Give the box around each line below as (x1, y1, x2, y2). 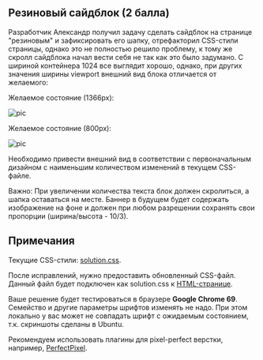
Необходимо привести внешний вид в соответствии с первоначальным (8, 154, 251, 163)
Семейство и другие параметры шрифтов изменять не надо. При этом (8, 302, 248, 312)
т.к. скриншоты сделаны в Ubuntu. (8, 319, 124, 328)
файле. (8, 171, 32, 180)
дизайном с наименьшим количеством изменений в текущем (8, 162, 217, 172)
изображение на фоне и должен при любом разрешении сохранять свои (8, 203, 255, 212)
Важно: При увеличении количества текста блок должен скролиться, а (8, 186, 250, 196)
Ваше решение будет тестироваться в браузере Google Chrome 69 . (8, 294, 239, 303)
